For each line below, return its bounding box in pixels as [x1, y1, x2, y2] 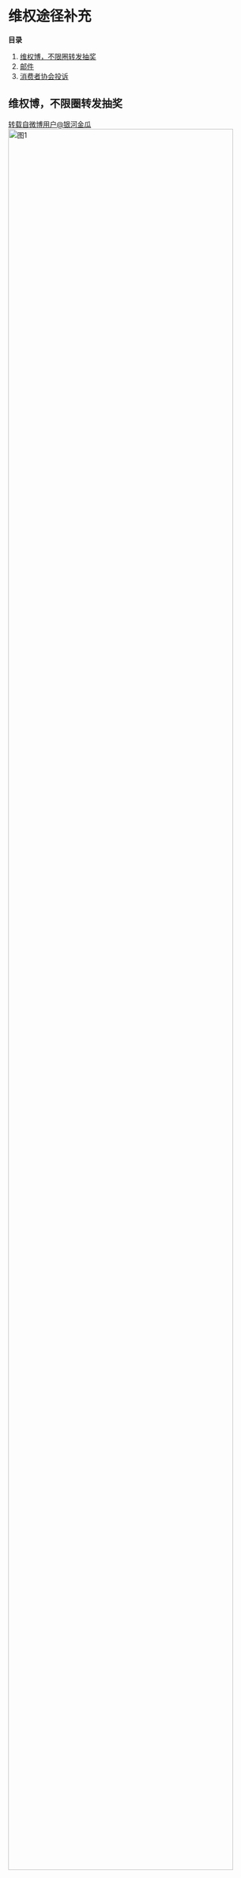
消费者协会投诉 [19, 71, 69, 81]
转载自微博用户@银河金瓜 [8, 120, 92, 129]
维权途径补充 [8, 7, 92, 25]
